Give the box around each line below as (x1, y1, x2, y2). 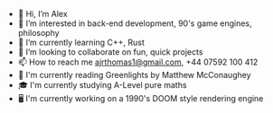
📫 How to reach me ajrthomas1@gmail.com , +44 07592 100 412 (17, 56, 259, 67)
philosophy (17, 28, 61, 38)
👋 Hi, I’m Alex (17, 9, 68, 19)
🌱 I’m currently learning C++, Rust (17, 37, 145, 48)
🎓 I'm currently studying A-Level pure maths (17, 80, 187, 90)
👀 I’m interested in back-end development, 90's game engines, (17, 18, 252, 29)
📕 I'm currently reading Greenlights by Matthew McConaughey (17, 70, 251, 80)
